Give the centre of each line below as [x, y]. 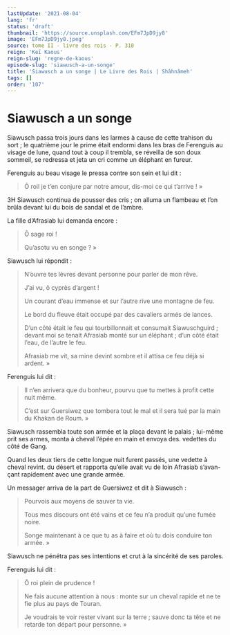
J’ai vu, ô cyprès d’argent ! [61, 288]
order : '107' [26, 84]
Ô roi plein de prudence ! [59, 583]
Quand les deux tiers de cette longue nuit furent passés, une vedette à [107, 460]
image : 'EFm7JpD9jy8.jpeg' [46, 39]
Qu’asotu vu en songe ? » [60, 248]
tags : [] [20, 78]
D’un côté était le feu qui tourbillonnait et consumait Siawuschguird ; [121, 328]
